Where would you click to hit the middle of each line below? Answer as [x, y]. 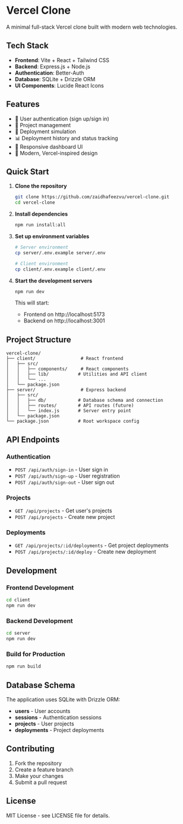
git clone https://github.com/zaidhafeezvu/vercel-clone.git [92, 197]
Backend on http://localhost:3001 [64, 321]
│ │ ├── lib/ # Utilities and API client [77, 374]
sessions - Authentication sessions [58, 717]
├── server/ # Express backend [66, 390]
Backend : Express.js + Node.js [53, 66]
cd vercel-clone [35, 203]
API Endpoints [33, 439]
